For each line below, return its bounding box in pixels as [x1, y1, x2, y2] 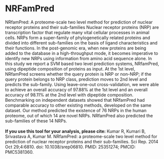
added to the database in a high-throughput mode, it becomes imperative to [5, 50, 158, 56]
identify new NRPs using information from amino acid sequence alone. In [5, 55, 152, 61]
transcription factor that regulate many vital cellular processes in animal [5, 29, 150, 35]
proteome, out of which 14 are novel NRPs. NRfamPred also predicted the [5, 113, 153, 118]
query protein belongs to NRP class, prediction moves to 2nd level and [5, 76, 147, 82]
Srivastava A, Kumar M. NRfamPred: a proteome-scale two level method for [5, 133, 158, 139]
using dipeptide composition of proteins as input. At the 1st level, [5, 66, 136, 71]
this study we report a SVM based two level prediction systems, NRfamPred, [5, 61, 159, 67]
